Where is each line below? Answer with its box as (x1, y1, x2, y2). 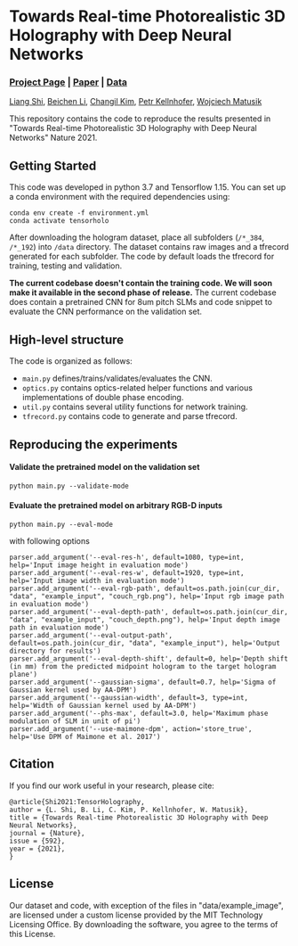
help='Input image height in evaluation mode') (9, 560, 189, 570)
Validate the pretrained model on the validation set (9, 462, 200, 473)
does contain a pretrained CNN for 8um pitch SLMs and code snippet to (9, 297, 273, 308)
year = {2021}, (9, 844, 66, 853)
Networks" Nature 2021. (9, 132, 98, 144)
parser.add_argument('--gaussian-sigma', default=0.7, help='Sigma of (9, 678, 277, 687)
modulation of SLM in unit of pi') (9, 716, 141, 726)
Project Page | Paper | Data (9, 76, 127, 88)
